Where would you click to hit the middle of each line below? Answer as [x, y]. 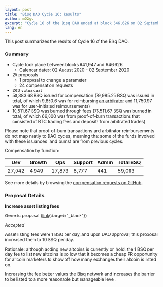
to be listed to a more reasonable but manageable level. [61, 279]
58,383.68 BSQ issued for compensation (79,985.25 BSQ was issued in [83, 96]
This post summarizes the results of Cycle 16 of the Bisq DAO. [67, 41]
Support [83, 162]
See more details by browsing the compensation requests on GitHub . [74, 183]
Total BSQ [129, 162]
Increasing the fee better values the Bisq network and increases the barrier [80, 274]
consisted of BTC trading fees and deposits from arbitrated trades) [79, 122]
